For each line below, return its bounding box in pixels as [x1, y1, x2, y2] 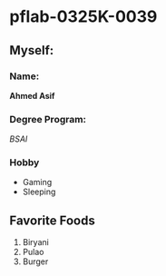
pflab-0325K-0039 [9, 6, 158, 27]
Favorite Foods [9, 212, 95, 228]
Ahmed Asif [9, 90, 55, 101]
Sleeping [22, 186, 56, 197]
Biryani [22, 237, 50, 248]
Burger [22, 256, 49, 267]
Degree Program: [9, 113, 87, 125]
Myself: [9, 43, 54, 58]
